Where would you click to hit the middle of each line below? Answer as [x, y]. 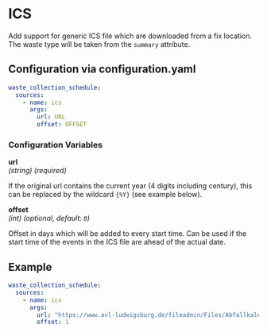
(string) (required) [38, 171]
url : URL [51, 117]
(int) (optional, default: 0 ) [49, 218]
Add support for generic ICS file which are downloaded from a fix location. [130, 36]
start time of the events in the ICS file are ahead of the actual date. [117, 242]
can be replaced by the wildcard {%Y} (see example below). [105, 195]
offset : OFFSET [62, 125]
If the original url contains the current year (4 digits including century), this [130, 186]
